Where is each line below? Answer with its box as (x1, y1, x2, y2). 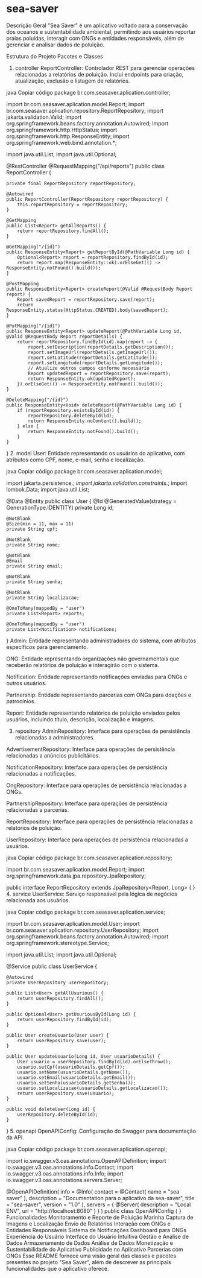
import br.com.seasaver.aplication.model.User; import (6, 920, 140, 927)
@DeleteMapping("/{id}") (6, 397, 69, 403)
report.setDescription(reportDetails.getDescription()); (28, 344, 174, 350)
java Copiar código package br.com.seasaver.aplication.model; (6, 467, 163, 475)
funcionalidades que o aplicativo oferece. (6, 1265, 110, 1272)
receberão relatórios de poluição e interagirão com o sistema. (6, 661, 160, 668)
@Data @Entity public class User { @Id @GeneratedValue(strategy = (6, 497, 177, 505)
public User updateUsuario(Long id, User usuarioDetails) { (6, 1053, 161, 1060)
